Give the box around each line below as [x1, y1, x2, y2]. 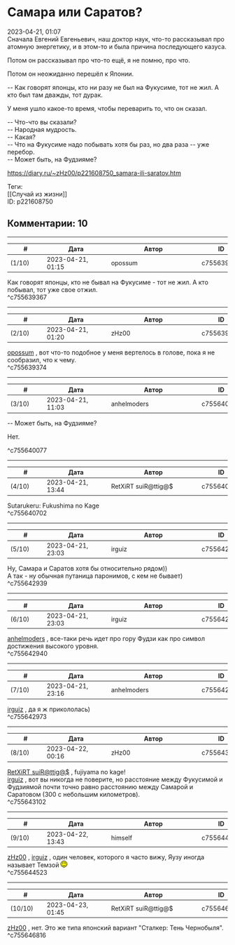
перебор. [7, 147, 35, 156]
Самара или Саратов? [7, 4, 143, 20]
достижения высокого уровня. [7, 642, 99, 650]
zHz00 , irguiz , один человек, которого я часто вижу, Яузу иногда [7, 853, 205, 861]
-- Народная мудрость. [7, 125, 77, 133]
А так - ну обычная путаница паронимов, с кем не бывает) [7, 571, 183, 580]
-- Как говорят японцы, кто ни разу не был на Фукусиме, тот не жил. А [7, 83, 219, 91]
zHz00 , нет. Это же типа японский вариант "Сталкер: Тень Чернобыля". [7, 924, 224, 932]
